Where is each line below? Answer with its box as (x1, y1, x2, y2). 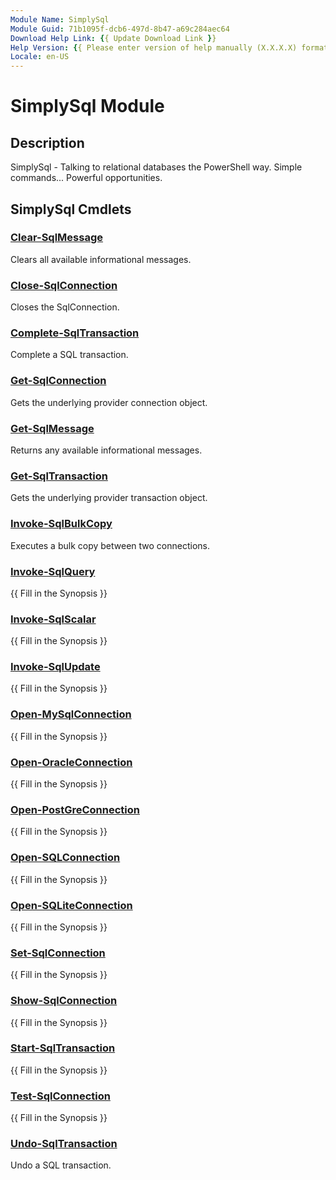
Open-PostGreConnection (10, 803, 140, 816)
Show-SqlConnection (10, 994, 118, 1008)
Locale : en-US (10, 52, 70, 62)
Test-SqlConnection (10, 1089, 111, 1103)
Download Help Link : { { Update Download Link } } (10, 33, 217, 43)
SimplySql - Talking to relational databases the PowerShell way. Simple (10, 161, 303, 173)
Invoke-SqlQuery (10, 564, 96, 578)
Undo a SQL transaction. (10, 1159, 112, 1171)
